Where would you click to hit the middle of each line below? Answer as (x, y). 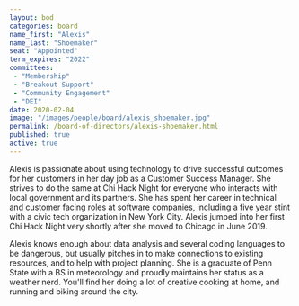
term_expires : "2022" (50, 59)
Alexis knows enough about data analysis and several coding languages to (147, 243)
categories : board (44, 26)
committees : (31, 68)
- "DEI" (27, 101)
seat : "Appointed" (44, 51)
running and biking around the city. (74, 291)
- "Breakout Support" (53, 85)
